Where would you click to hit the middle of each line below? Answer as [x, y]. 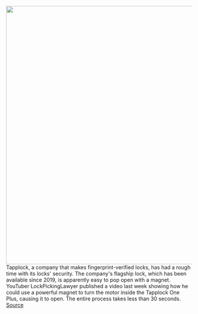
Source [15, 305]
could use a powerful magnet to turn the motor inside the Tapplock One [93, 292]
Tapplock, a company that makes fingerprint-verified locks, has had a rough [98, 267]
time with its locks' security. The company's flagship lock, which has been [96, 274]
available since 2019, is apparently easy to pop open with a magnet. [88, 280]
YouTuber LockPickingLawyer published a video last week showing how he [97, 286]
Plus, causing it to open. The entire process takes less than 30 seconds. [93, 299]
